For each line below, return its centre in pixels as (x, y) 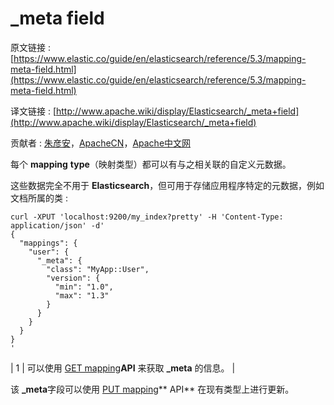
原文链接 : (30, 47)
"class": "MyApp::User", (98, 269)
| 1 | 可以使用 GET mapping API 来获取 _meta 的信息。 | (123, 368)
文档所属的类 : (39, 198)
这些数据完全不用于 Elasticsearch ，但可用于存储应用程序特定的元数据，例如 (167, 185)
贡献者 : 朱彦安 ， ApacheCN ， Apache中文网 (101, 143)
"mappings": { (48, 243)
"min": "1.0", (84, 287)
